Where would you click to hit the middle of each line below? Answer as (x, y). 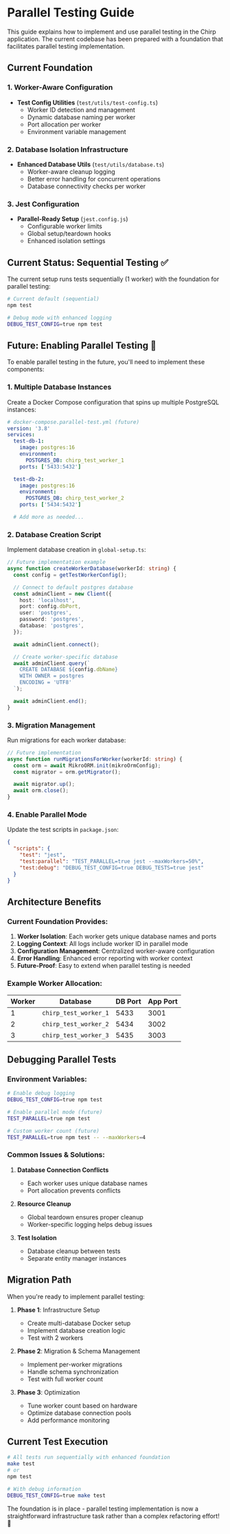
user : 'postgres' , (46, 613)
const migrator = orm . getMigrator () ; (67, 772)
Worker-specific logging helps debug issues (90, 1224)
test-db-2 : (29, 479)
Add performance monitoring (68, 1420)
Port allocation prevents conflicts (74, 1191)
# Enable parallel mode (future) (55, 1112)
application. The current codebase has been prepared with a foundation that (115, 38)
